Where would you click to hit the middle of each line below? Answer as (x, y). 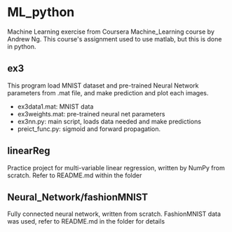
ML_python (41, 12)
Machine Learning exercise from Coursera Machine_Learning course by (111, 32)
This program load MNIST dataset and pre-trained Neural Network (103, 86)
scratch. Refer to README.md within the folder (75, 175)
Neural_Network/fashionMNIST (78, 197)
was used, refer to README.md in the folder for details (86, 221)
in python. (22, 46)
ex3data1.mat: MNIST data (55, 107)
